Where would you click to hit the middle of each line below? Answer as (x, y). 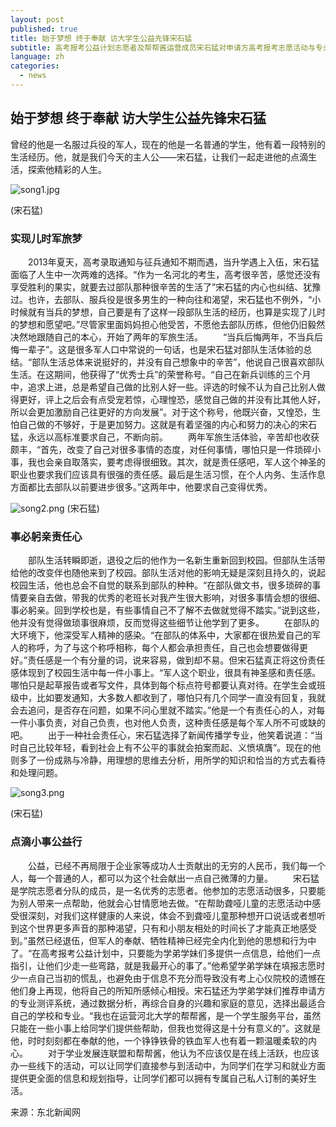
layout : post (37, 19)
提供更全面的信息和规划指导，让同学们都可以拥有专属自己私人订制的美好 (159, 1078)
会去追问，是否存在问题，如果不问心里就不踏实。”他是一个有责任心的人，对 (163, 710)
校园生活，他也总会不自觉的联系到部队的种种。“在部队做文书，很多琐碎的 (161, 585)
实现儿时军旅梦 (46, 238)
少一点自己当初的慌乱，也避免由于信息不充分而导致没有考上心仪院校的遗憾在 (168, 978)
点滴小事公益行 (46, 842)
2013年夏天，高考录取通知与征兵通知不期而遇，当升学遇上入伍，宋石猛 (173, 262)
